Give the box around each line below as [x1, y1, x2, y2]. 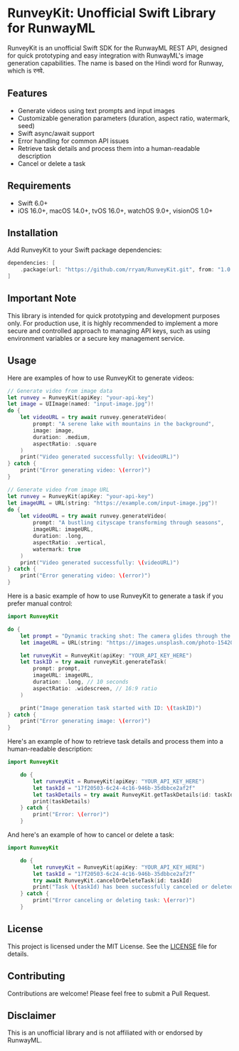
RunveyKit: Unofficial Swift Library [7, 5, 216, 21]
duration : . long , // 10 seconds [33, 678, 129, 685]
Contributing [7, 970, 65, 983]
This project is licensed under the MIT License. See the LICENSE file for [7, 941, 218, 951]
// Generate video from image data [7, 387, 113, 394]
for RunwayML [7, 20, 96, 36]
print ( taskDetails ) [33, 798, 91, 805]
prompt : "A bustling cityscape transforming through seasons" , [33, 519, 224, 527]
